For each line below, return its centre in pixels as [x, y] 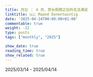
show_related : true [25, 55]
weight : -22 [17, 28]
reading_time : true [25, 51]
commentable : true [24, 23]
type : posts [17, 33]
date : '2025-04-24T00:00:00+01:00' [42, 19]
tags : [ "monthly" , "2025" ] [33, 38]
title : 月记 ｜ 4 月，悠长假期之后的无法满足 [47, 10]
